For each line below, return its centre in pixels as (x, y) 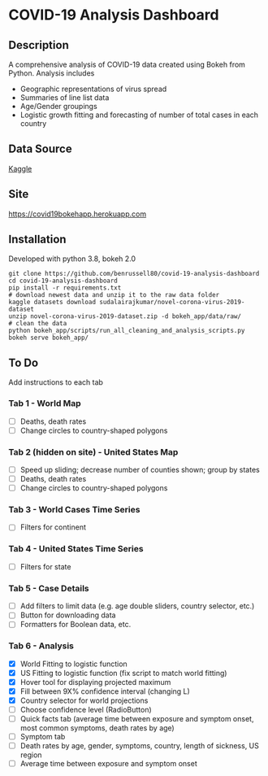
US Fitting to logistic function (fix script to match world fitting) (123, 673)
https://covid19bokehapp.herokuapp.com (78, 214)
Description (39, 45)
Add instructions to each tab (56, 382)
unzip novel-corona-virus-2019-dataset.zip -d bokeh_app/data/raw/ (125, 316)
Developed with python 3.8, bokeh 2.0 (72, 259)
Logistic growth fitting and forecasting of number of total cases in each (139, 115)
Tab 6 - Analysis (41, 646)
